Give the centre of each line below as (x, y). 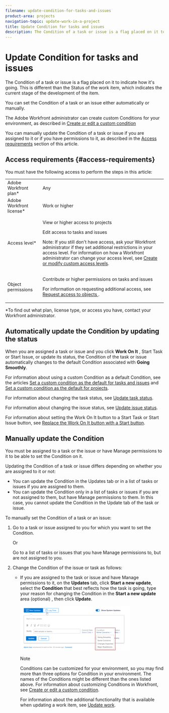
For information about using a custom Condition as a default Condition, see (83, 377)
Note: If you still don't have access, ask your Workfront (99, 242)
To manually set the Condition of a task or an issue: (58, 518)
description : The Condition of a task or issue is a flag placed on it (82, 32)
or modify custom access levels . (76, 264)
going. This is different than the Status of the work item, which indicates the (84, 88)
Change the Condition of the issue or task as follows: (67, 568)
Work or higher (58, 206)
